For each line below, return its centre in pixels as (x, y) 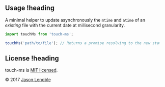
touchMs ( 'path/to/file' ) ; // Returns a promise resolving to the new (78, 43)
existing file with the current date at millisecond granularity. (65, 25)
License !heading (32, 58)
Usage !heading (30, 8)
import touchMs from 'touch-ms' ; (39, 34)
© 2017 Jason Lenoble (28, 80)
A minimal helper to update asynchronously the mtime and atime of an (75, 20)
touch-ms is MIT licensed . (31, 70)
